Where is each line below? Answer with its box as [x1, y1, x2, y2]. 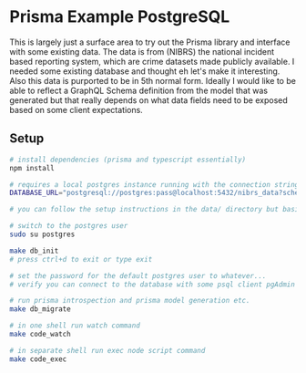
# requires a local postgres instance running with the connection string [9, 180, 300, 189]
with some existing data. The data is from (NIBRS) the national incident [9, 46, 275, 57]
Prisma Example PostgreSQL [9, 6, 230, 27]
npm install [9, 163, 55, 172]
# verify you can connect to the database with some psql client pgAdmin [9, 280, 296, 289]
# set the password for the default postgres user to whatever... [9, 271, 267, 280]
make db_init [9, 246, 59, 255]
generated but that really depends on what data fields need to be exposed [9, 94, 289, 106]
